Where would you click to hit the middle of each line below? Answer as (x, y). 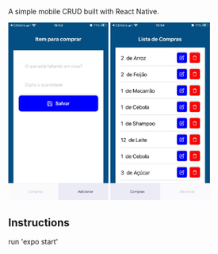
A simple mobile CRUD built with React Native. (84, 12)
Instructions (39, 223)
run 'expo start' (33, 242)
